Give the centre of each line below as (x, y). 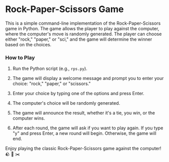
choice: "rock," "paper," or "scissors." (51, 84)
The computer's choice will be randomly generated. (66, 103)
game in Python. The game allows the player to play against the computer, (82, 28)
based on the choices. (28, 44)
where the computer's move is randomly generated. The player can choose (83, 34)
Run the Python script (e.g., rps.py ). (50, 68)
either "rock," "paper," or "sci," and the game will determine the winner (79, 39)
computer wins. (29, 118)
